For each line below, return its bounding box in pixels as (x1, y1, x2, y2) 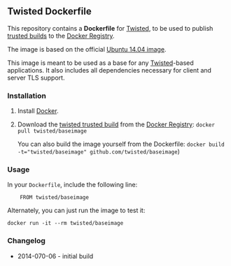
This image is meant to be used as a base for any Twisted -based (7, 59, 194, 67)
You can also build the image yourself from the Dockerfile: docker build (17, 140, 225, 149)
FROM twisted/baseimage (20, 194, 90, 201)
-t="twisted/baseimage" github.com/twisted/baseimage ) (17, 147, 181, 156)
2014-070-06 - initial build (17, 251, 94, 260)
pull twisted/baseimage (17, 128, 87, 135)
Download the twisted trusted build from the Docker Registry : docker (17, 120, 216, 128)
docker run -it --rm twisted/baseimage (7, 220, 124, 227)
